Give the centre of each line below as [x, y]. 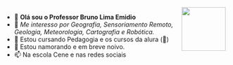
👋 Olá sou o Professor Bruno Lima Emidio [75, 17]
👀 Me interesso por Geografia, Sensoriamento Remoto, [94, 24]
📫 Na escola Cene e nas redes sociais [70, 55]
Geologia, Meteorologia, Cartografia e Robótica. [84, 32]
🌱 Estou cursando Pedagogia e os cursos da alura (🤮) [91, 39]
